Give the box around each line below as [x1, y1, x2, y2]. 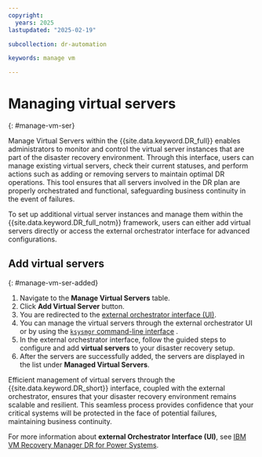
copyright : [8, 11, 44, 20]
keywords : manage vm [8, 54, 76, 63]
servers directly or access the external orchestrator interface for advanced [8, 227, 250, 236]
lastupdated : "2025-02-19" [8, 26, 96, 34]
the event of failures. [8, 194, 75, 204]
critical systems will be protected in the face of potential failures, [8, 408, 217, 418]
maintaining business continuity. [8, 416, 112, 426]
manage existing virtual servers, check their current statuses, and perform [8, 161, 249, 171]
